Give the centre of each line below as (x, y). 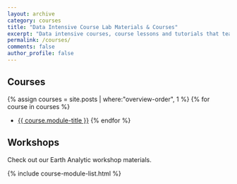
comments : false (31, 47)
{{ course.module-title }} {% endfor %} (74, 120)
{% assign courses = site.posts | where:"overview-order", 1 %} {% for (109, 99)
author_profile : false (41, 54)
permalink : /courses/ (39, 40)
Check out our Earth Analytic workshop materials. (79, 159)
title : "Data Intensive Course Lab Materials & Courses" (93, 27)
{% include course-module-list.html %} (65, 173)
